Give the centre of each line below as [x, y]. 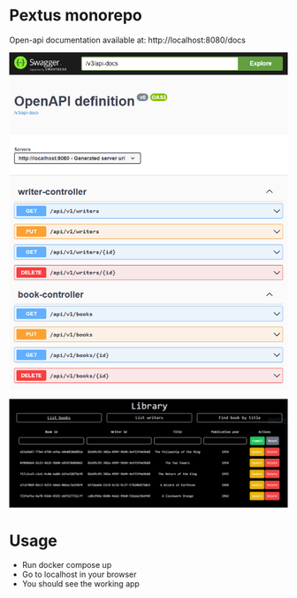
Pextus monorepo [76, 16]
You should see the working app [80, 584]
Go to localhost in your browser [79, 575]
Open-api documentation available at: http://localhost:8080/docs [127, 40]
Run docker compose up [67, 565]
